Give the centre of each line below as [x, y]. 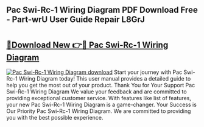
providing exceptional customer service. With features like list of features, [99, 98]
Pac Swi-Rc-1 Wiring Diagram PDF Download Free [102, 10]
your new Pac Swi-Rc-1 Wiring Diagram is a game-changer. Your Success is [101, 104]
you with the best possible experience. [55, 118]
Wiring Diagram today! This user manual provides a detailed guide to [105, 78]
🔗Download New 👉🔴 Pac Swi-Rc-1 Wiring [87, 45]
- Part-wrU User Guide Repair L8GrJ [76, 20]
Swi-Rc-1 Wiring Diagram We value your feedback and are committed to [97, 92]
